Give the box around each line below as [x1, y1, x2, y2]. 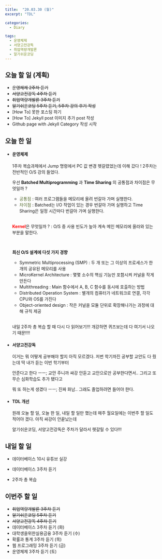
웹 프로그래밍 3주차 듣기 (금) [12, 542, 66, 548]
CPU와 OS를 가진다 [19, 296, 57, 302]
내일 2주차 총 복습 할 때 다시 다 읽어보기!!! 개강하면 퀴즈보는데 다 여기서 [12, 324, 146, 330]
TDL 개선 [12, 398, 30, 404]
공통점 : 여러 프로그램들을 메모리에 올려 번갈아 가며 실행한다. [19, 196, 133, 202]
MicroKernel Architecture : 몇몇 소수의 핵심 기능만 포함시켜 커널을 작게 [19, 272, 154, 278]
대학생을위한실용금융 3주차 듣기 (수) [12, 530, 80, 536]
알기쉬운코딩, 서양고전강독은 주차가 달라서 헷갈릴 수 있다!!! [12, 426, 122, 433]
